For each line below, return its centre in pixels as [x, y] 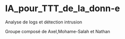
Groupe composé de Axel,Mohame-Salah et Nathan [58, 31]
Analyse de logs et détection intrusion [44, 22]
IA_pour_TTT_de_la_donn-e [62, 9]
